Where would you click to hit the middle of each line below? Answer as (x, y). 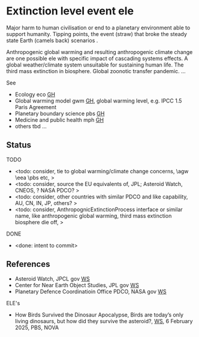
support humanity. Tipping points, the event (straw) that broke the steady (97, 34)
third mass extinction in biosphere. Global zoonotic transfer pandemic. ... (96, 71)
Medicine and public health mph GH (59, 120)
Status (19, 145)
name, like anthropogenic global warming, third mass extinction (93, 216)
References (28, 264)
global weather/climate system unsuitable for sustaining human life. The (95, 65)
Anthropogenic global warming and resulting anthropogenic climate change (99, 52)
